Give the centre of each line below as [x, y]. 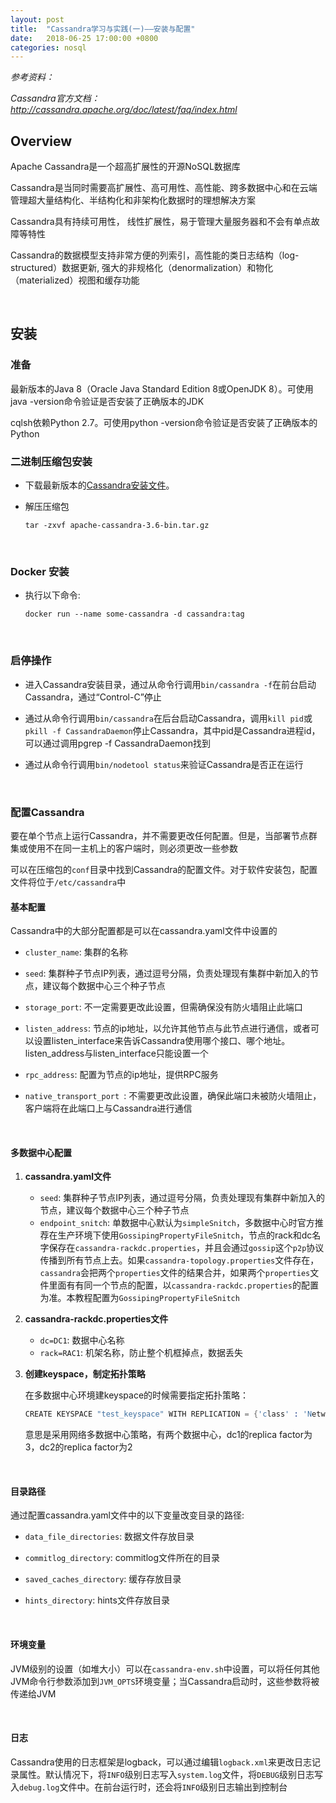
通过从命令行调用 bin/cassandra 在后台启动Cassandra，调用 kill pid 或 [168, 718]
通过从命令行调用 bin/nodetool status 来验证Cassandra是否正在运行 [164, 764]
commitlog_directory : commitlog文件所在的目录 [122, 1558]
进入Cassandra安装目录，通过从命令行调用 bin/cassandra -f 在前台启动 [170, 684]
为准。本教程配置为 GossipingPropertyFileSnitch [139, 1298]
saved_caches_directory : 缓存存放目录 [103, 1579]
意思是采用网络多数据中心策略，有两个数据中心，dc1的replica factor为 [168, 1435]
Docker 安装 [40, 571]
